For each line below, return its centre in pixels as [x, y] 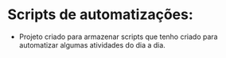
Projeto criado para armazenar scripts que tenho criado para [118, 37]
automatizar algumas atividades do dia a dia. [92, 44]
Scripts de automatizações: [101, 15]
